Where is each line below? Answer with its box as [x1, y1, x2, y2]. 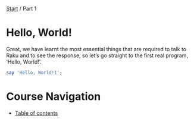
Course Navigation [6, 90, 101, 103]
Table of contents [14, 110, 58, 117]
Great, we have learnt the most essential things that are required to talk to [6, 45, 186, 52]
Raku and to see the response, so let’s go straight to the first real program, [6, 52, 189, 59]
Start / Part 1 [6, 5, 37, 12]
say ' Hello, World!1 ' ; [6, 70, 62, 76]
